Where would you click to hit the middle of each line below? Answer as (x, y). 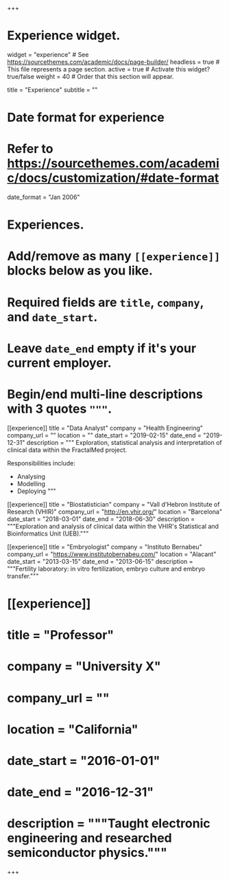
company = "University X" (84, 666)
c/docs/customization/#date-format (113, 178)
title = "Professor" (61, 635)
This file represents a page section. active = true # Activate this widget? (109, 69)
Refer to (30, 149)
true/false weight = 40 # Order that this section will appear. (91, 76)
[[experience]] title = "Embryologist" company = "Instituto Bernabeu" (105, 547)
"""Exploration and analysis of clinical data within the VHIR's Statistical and (113, 526)
